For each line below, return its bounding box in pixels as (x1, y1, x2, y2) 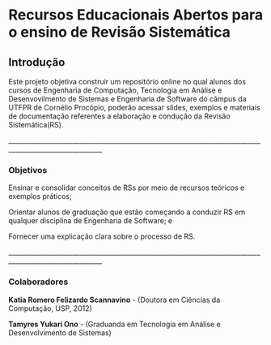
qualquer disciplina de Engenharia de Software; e (8, 216, 172, 226)
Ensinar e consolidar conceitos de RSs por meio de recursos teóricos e (8, 183, 245, 192)
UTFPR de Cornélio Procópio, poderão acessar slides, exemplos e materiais (8, 103, 260, 112)
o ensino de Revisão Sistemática (8, 23, 231, 41)
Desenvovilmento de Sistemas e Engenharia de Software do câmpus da (8, 94, 247, 103)
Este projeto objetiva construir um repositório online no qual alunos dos (8, 77, 247, 86)
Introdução (8, 55, 66, 69)
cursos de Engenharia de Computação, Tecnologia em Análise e (8, 85, 222, 95)
